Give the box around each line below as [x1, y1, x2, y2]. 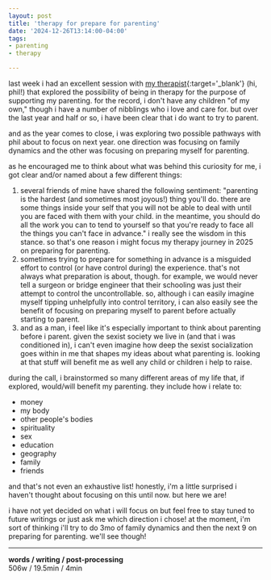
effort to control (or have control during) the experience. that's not [19, 263, 240, 272]
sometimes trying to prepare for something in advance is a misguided [19, 254, 252, 263]
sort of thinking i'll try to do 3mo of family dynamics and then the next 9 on [8, 523, 257, 532]
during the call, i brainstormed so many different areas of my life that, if [8, 373, 244, 382]
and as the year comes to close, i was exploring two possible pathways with [8, 128, 261, 138]
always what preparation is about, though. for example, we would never [19, 271, 258, 281]
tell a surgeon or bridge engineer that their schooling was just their [19, 280, 242, 289]
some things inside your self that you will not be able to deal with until [19, 203, 252, 212]
